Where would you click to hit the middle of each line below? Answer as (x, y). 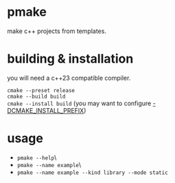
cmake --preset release (41, 90)
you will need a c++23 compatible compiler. (69, 78)
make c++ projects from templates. (57, 31)
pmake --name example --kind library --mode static (92, 173)
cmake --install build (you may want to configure (79, 103)
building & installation (70, 59)
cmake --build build (37, 96)
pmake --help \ (37, 157)
